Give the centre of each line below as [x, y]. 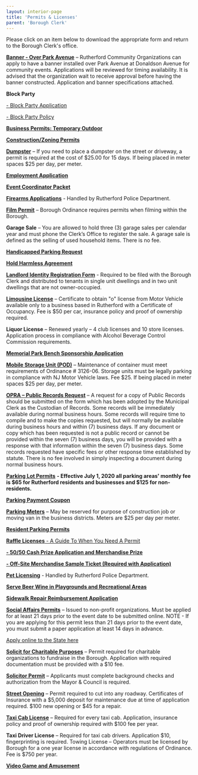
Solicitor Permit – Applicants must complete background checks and [90, 676]
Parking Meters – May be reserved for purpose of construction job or [91, 512]
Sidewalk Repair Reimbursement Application [62, 598]
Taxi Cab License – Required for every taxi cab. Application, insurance [92, 717]
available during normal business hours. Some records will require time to [96, 414]
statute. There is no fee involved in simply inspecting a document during [94, 458]
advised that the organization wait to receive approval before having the [94, 76]
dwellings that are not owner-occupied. [54, 288]
